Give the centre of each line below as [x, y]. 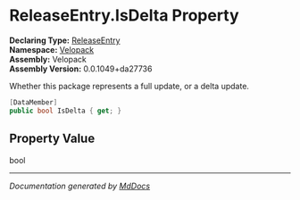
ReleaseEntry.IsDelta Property [124, 16]
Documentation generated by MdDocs [79, 186]
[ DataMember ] [33, 102]
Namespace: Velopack [52, 49]
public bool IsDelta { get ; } [66, 111]
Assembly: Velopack [48, 59]
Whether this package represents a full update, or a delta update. [129, 86]
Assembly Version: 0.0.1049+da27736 [81, 69]
